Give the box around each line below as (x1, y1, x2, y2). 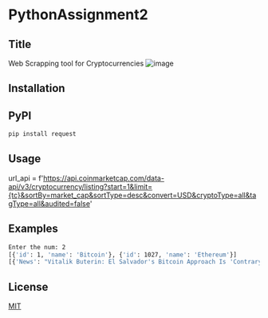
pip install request (8, 130, 77, 138)
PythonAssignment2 (8, 6, 149, 24)
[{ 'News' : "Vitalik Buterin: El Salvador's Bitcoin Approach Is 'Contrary (8, 258, 262, 266)
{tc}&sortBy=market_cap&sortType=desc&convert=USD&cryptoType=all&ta (8, 190, 257, 200)
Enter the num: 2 (8, 243, 66, 251)
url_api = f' (8, 173, 44, 183)
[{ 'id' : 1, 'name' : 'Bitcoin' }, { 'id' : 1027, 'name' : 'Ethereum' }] (8, 250, 238, 259)
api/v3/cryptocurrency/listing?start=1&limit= (8, 181, 153, 191)
